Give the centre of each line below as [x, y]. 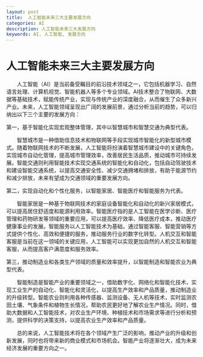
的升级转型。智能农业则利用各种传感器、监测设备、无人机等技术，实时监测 [99, 298]
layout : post [23, 12]
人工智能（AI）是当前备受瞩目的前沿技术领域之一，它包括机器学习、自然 [107, 84]
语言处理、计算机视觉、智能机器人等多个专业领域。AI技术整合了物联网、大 [99, 92]
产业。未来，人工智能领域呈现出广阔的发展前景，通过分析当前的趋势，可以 [99, 107]
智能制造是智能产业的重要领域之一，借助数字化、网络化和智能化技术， [104, 283]
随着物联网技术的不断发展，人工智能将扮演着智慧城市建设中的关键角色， [107, 148]
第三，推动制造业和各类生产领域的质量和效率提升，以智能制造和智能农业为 [99, 262]
